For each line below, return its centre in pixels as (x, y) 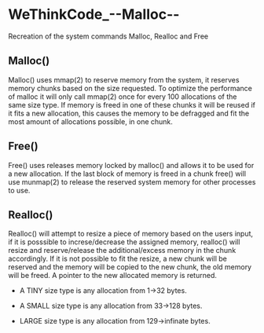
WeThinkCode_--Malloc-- (94, 15)
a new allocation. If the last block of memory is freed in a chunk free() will (127, 174)
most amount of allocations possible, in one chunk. (90, 121)
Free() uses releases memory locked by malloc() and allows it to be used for (131, 165)
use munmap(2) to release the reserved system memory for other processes (132, 181)
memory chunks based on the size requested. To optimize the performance (130, 88)
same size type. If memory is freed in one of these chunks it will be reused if (132, 104)
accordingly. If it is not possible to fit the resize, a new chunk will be (118, 259)
